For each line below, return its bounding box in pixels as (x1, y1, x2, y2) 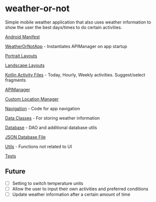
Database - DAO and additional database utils (5, 125, 97, 130)
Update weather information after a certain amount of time (12, 191, 130, 197)
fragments (5, 77, 26, 83)
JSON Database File (5, 134, 46, 140)
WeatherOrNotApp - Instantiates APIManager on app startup (5, 43, 128, 49)
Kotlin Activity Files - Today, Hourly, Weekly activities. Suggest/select (5, 72, 146, 77)
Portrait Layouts (5, 52, 38, 59)
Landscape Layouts (5, 62, 45, 68)
